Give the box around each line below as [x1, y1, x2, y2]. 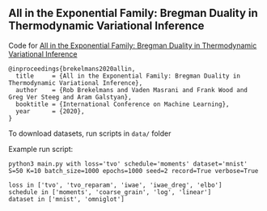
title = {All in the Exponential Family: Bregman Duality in [15, 72, 241, 80]
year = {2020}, [15, 107, 85, 116]
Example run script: [8, 144, 74, 154]
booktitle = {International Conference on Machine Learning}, [15, 100, 230, 108]
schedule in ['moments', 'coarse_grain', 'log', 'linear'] [8, 188, 212, 196]
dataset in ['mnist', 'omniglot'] [8, 195, 125, 203]
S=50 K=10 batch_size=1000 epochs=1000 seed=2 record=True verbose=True [8, 167, 259, 175]
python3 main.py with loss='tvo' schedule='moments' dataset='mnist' [8, 159, 248, 168]
